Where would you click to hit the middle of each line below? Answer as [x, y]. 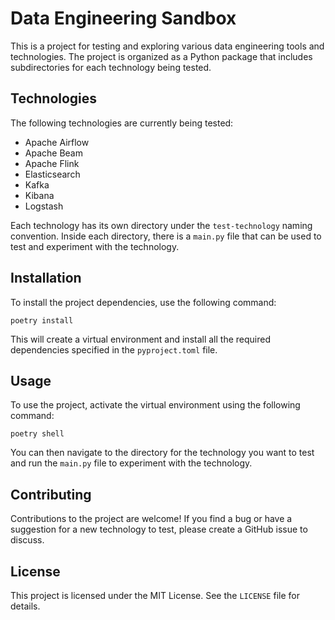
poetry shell [37, 434]
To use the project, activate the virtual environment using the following [155, 405]
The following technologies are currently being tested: [122, 123]
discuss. [27, 540]
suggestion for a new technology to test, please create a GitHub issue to [159, 529]
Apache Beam [53, 153]
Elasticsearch [52, 174]
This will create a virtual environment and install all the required [141, 339]
